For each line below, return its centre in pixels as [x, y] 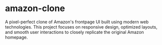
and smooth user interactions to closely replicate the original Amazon [75, 32]
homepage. [17, 37]
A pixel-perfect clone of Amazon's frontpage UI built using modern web [77, 22]
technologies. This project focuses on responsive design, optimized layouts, [81, 27]
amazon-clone [35, 8]
